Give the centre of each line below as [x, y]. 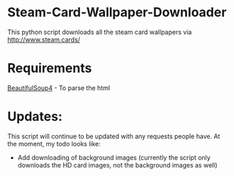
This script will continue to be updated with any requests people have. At [114, 136]
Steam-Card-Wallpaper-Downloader [117, 12]
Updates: [35, 117]
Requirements [50, 68]
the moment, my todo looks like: [54, 143]
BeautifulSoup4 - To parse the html [59, 88]
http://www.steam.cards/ [44, 39]
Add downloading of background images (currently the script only [114, 158]
